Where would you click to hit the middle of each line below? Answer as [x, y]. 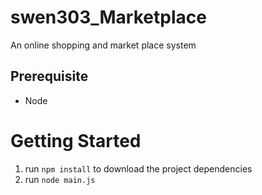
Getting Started [76, 140]
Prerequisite [49, 76]
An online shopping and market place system [103, 45]
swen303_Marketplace [108, 17]
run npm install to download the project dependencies [138, 168]
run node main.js [60, 179]
